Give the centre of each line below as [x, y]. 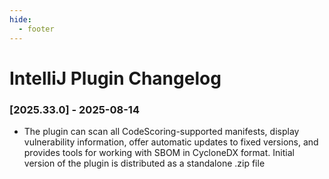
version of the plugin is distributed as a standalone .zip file [144, 163]
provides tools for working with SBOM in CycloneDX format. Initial [159, 152]
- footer [36, 29]
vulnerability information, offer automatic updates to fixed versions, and [171, 142]
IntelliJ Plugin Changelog [115, 78]
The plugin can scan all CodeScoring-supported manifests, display [161, 131]
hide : [20, 19]
